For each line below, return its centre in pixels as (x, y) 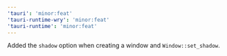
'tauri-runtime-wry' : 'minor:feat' (58, 20)
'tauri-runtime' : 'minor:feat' (52, 26)
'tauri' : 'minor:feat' (40, 13)
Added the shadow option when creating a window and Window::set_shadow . (113, 46)
